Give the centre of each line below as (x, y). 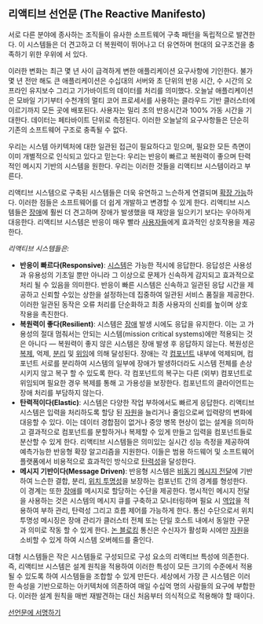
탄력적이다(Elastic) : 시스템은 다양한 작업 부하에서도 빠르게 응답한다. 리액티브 (137, 402)
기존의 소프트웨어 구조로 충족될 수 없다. (68, 130)
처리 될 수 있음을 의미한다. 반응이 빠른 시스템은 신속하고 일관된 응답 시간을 (132, 284)
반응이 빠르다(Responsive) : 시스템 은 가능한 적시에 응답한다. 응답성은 (125, 265)
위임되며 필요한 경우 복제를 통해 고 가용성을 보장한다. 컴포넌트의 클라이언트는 (137, 382)
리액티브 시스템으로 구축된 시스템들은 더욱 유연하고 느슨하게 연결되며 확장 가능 (128, 192)
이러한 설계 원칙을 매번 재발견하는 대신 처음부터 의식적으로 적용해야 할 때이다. (137, 596)
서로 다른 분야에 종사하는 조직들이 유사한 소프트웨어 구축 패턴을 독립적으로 (121, 35)
